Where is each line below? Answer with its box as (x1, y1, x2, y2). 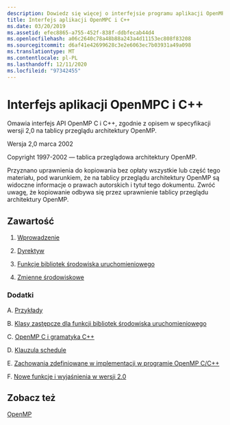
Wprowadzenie (16, 233, 60, 242)
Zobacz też (7, 391, 56, 404)
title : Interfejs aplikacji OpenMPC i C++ (7, 16, 130, 23)
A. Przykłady (7, 306, 43, 314)
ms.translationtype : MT (7, 49, 75, 55)
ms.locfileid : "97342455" (7, 67, 81, 74)
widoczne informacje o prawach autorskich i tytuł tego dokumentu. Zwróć (7, 181, 216, 189)
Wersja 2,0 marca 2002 (7, 140, 73, 148)
